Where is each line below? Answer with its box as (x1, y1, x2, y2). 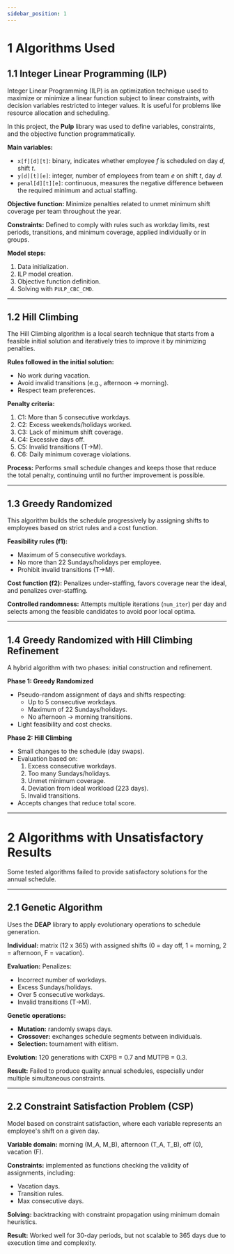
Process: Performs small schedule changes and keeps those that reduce (7, 464, 217, 472)
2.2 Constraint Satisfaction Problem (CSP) (7, 1101, 194, 1113)
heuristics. (7, 1217, 38, 1226)
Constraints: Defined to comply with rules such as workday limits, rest (7, 220, 210, 229)
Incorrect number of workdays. (17, 975, 107, 984)
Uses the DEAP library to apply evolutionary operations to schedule (7, 920, 201, 929)
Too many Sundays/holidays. (27, 769, 111, 777)
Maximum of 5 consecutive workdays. (17, 551, 127, 559)
